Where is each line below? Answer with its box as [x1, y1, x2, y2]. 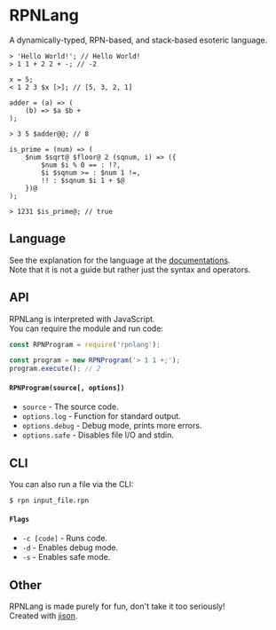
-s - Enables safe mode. [21, 552, 111, 563]
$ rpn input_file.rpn [9, 496, 90, 506]
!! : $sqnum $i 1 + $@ [41, 176, 125, 185]
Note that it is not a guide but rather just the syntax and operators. [9, 264, 251, 275]
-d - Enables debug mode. [21, 542, 118, 553]
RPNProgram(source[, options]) [9, 383, 125, 392]
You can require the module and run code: [9, 323, 164, 334]
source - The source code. [21, 401, 119, 413]
